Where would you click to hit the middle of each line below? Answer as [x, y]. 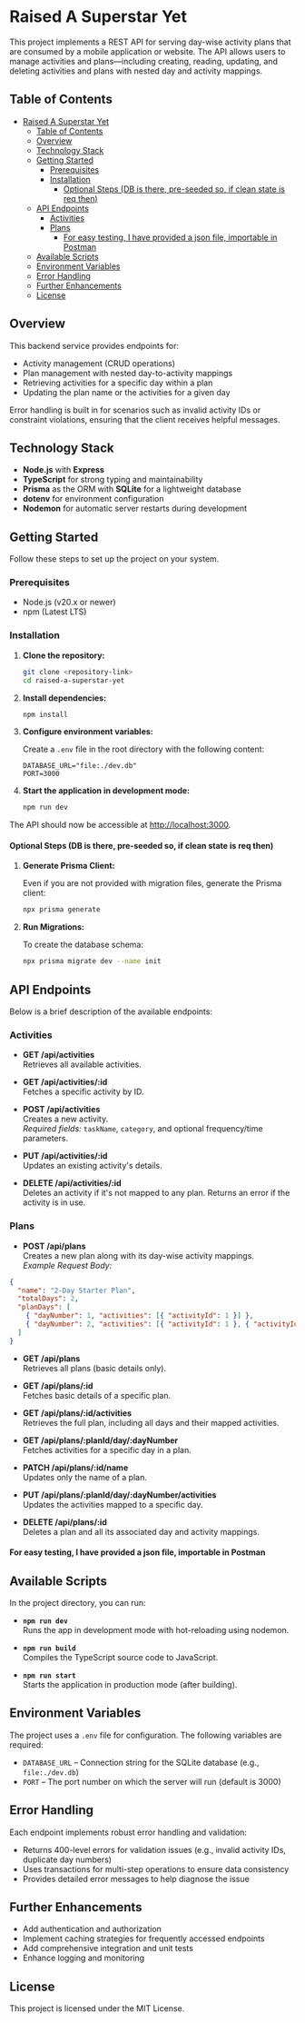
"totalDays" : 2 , [48, 1299]
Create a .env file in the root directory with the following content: [143, 749]
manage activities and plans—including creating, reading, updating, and [144, 61]
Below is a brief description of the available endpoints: [111, 1011]
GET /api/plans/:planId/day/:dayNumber [100, 1440]
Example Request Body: [67, 1265]
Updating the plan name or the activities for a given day [126, 392]
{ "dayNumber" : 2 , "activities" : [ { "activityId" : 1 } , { [138, 1324]
